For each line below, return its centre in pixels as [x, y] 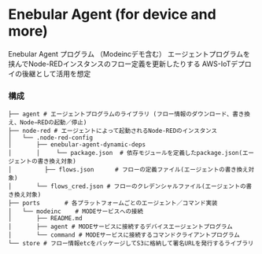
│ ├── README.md [45, 219]
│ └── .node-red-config [50, 138]
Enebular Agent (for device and [112, 15]
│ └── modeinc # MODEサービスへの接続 [76, 212]
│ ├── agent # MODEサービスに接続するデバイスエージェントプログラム [121, 227]
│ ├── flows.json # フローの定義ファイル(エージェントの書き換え [129, 170]
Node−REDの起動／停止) [53, 123]
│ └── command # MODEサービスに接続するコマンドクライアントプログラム [124, 235]
